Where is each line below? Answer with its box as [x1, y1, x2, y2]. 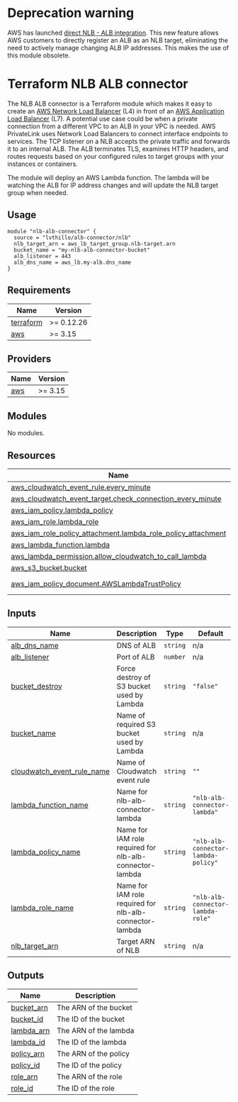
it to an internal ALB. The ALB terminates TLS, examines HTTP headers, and [7, 144, 229, 153]
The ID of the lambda [56, 1037, 127, 1047]
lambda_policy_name [11, 847, 81, 857]
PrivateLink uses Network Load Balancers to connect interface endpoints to [7, 129, 228, 138]
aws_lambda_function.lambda [11, 540, 110, 550]
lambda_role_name [11, 903, 74, 913]
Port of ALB [116, 652, 155, 662]
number [164, 652, 186, 661]
